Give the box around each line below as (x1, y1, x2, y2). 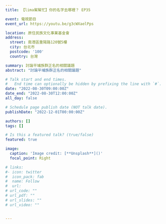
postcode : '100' (10, 49, 44, 54)
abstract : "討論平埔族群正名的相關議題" (5, 68, 82, 73)
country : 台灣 (10, 54, 38, 59)
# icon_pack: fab (5, 174, 44, 180)
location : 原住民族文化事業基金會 (5, 30, 70, 35)
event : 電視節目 (5, 16, 36, 22)
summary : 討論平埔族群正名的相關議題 (5, 63, 75, 68)
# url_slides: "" (5, 198, 42, 203)
